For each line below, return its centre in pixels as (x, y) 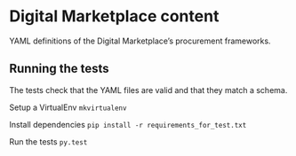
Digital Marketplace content (114, 16)
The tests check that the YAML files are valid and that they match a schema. (148, 90)
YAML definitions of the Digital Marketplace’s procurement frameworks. (140, 41)
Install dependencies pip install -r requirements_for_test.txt (128, 124)
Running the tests (59, 69)
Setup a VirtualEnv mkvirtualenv (68, 107)
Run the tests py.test (48, 141)
